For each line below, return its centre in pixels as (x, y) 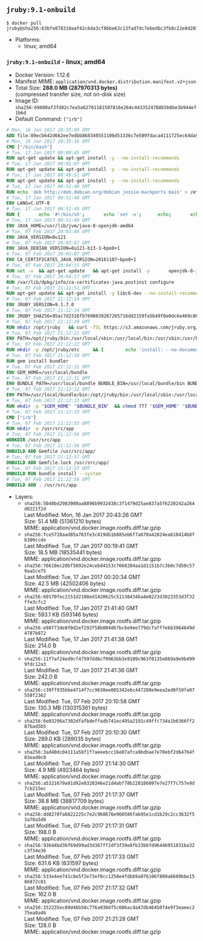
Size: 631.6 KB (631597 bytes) (61, 863)
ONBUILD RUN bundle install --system (54, 474)
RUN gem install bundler (37, 361)
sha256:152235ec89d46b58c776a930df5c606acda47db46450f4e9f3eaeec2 (109, 908)
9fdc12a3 (35, 665)
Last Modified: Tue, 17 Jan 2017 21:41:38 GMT (81, 639)
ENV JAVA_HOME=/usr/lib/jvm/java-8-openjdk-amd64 (70, 226)
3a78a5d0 (35, 820)
